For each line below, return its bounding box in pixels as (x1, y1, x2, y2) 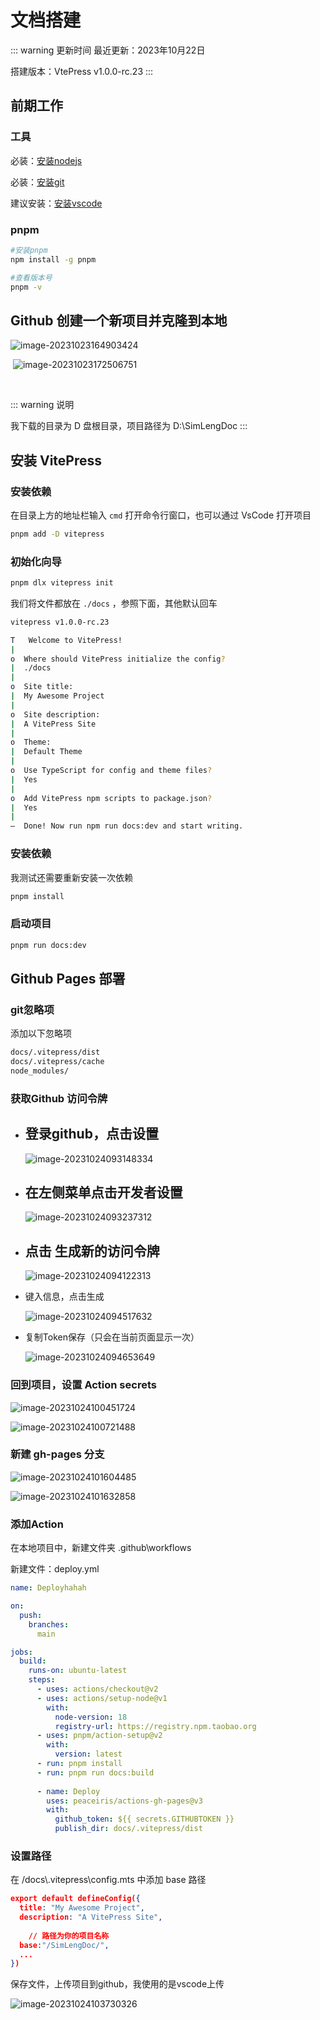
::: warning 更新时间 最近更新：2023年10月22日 (10, 44, 206, 56)
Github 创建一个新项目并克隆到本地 (10, 312, 228, 329)
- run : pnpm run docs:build (36, 1767, 155, 1778)
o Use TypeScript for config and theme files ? (10, 766, 213, 776)
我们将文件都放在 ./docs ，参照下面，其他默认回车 (10, 597, 218, 609)
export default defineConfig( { (10, 1894, 141, 1904)
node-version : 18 (54, 1712, 128, 1722)
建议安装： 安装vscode (10, 197, 103, 209)
